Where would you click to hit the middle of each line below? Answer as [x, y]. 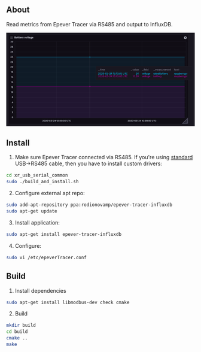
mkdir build [21, 326]
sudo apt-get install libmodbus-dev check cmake [68, 302]
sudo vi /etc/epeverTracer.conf [46, 257]
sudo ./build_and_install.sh [42, 182]
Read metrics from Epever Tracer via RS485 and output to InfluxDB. [89, 24]
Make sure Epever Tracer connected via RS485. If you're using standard [104, 157]
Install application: [37, 222]
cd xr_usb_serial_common [37, 175]
